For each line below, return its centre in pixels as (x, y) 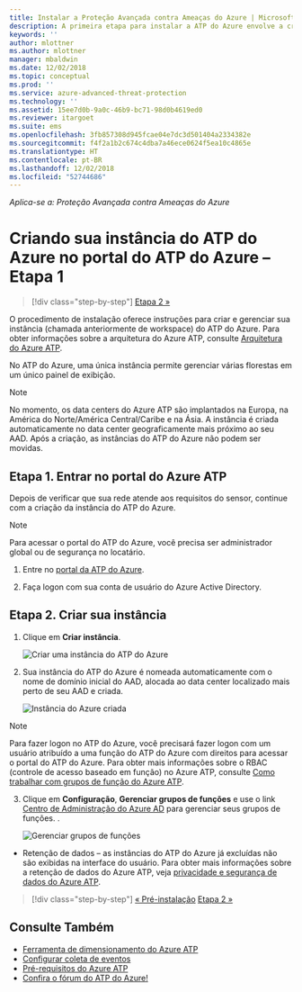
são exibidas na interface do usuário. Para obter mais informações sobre (157, 862)
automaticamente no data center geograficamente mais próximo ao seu (142, 429)
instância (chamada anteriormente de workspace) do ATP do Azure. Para (145, 329)
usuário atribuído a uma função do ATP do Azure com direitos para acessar (149, 753)
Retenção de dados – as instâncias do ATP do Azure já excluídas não (150, 852)
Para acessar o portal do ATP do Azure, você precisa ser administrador (141, 542)
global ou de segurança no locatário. (77, 552)
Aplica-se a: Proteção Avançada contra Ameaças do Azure (120, 203)
